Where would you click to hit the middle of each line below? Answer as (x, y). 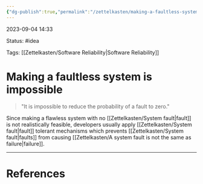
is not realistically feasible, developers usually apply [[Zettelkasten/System (99, 124)
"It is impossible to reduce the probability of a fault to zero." (95, 106)
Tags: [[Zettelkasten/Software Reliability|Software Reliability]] (83, 52)
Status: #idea (23, 40)
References (36, 173)
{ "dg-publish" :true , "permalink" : (48, 12)
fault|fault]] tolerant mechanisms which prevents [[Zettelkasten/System (95, 131)
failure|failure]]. (25, 144)
